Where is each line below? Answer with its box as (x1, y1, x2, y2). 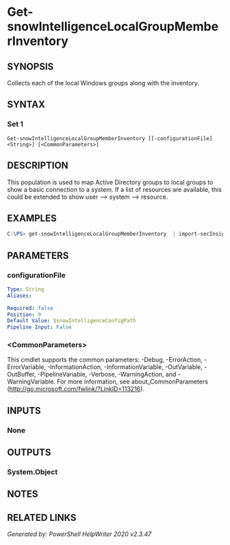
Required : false (7, 304, 53, 311)
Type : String (7, 286, 44, 293)
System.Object (7, 467, 58, 477)
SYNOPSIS (7, 60, 54, 72)
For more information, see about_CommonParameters (57, 377, 209, 386)
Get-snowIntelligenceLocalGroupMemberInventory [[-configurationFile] (7, 135, 213, 142)
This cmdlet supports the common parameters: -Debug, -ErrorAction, (7, 355, 203, 364)
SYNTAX (7, 99, 46, 111)
